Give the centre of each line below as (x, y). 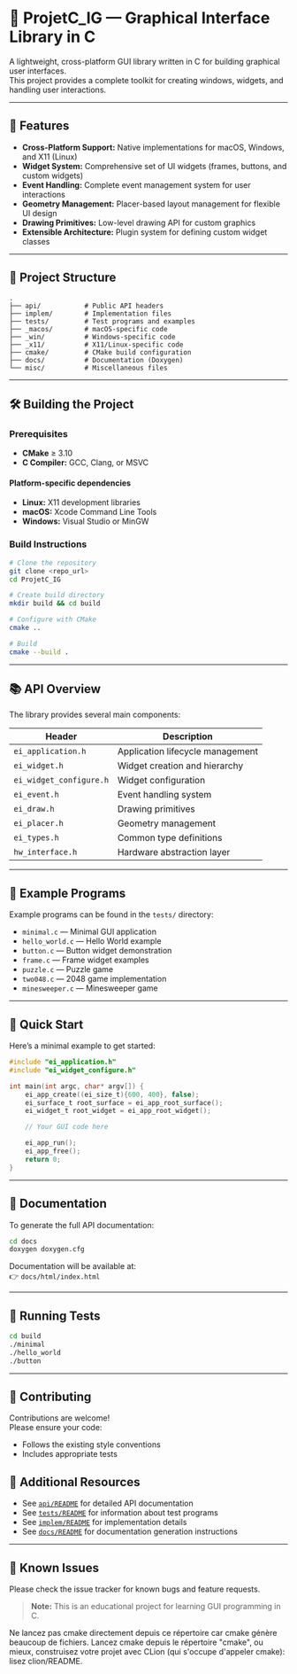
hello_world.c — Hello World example (91, 941)
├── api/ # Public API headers (87, 306)
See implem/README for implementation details (104, 1522)
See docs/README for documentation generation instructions (130, 1531)
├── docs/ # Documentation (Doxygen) (96, 360)
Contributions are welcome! (60, 1418)
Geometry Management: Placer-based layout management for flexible (151, 204)
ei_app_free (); (53, 1151)
